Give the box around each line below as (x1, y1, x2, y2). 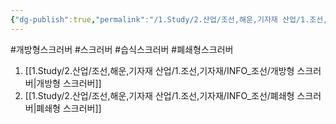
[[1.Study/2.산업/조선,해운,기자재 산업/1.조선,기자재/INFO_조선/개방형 (24, 64, 295, 76)
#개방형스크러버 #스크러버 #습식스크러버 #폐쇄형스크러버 (10, 43, 234, 55)
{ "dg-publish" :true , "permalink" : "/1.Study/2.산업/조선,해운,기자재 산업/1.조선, (10, 14, 328, 25)
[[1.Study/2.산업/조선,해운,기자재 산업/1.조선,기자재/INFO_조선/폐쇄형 (24, 89, 295, 101)
